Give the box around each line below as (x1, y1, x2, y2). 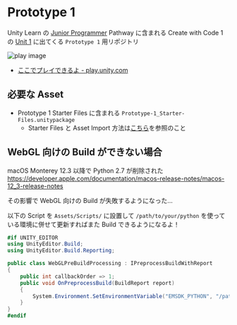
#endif (7, 312, 27, 319)
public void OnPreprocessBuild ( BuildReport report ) (20, 279, 175, 286)
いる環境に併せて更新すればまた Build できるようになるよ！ (7, 220, 180, 228)
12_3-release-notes (7, 181, 63, 190)
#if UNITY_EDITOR (7, 234, 59, 241)
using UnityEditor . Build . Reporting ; (7, 247, 115, 255)
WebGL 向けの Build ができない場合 (7, 146, 162, 159)
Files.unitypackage (17, 116, 75, 123)
